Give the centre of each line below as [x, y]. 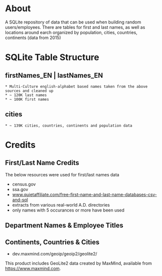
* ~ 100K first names [27, 99]
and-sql [20, 200]
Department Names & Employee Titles [64, 225]
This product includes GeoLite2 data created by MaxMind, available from [79, 263]
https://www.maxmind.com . [33, 268]
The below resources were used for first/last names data [62, 174]
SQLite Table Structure [52, 57]
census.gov [24, 184]
